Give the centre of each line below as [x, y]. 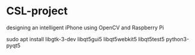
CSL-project [37, 11]
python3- [178, 39]
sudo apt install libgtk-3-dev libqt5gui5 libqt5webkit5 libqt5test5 [85, 39]
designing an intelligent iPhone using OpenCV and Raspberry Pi [85, 27]
